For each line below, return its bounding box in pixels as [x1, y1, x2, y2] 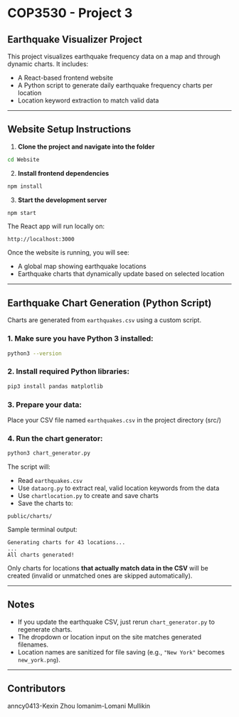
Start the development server [17, 196, 107, 204]
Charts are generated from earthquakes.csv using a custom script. [7, 316, 201, 324]
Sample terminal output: [7, 525, 78, 534]
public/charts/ [7, 513, 53, 520]
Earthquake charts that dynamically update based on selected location [17, 270, 225, 278]
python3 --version [7, 350, 62, 357]
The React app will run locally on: [7, 222, 105, 230]
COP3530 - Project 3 [7, 5, 133, 21]
